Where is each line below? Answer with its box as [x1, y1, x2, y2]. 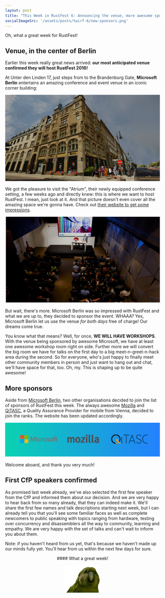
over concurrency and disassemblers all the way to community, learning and [5, 520, 160, 527]
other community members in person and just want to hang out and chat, [5, 360, 153, 365]
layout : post [5, 8, 32, 13]
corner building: [5, 85, 38, 91]
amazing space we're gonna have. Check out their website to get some [5, 202, 149, 208]
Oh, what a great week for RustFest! [5, 33, 78, 38]
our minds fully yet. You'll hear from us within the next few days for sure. [5, 546, 152, 552]
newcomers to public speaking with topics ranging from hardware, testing [5, 515, 155, 521]
